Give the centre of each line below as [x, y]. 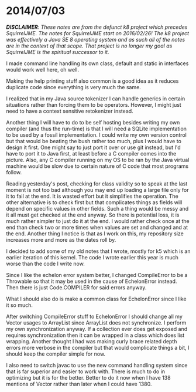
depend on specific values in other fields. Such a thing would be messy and [97, 208]
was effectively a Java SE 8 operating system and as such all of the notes [96, 39]
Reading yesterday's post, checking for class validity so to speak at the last [97, 184]
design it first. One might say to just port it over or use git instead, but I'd [94, 147]
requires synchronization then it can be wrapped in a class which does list [95, 335]
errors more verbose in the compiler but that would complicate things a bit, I [98, 347]
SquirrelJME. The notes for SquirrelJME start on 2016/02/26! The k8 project [97, 33]
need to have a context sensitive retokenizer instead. [70, 111]
